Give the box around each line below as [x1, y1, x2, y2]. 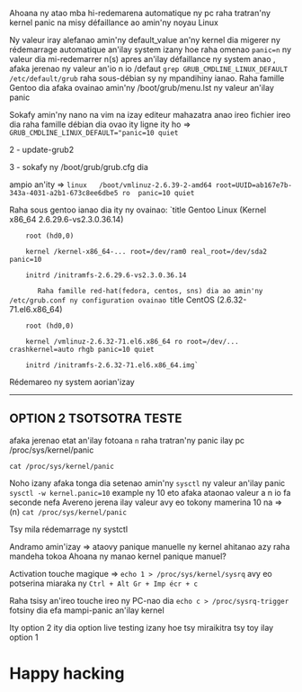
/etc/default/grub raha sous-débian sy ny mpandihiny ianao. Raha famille [9, 73, 285, 84]
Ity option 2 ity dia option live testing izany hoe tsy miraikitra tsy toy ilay [9, 622, 274, 633]
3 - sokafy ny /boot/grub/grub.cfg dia [9, 162, 148, 172]
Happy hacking [9, 663, 125, 683]
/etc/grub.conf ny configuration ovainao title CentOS [9, 294, 216, 305]
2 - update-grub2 [9, 144, 75, 155]
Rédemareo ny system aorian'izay [9, 377, 135, 387]
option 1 [9, 632, 39, 643]
